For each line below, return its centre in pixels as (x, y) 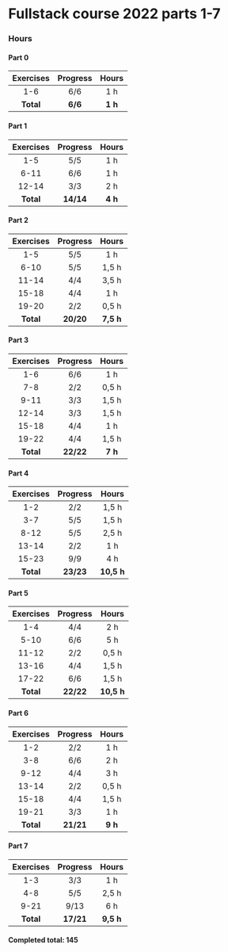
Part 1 (18, 126)
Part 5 (19, 593)
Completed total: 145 (44, 940)
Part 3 (19, 340)
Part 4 (19, 473)
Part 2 (19, 220)
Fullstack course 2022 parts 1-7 (114, 14)
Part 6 (19, 713)
